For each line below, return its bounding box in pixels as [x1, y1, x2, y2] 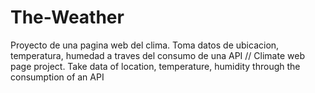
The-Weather [10, 6, 125, 29]
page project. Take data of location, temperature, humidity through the [10, 60, 301, 72]
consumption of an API [10, 71, 105, 83]
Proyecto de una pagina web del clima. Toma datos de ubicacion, [10, 39, 280, 51]
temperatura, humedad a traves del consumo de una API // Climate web [10, 49, 305, 61]
